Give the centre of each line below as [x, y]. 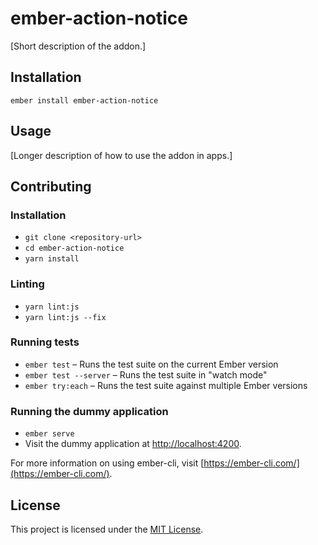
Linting [27, 284]
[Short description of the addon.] [78, 46]
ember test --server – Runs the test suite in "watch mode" [146, 374]
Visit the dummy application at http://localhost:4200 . [133, 444]
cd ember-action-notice [74, 248]
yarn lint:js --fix [65, 317]
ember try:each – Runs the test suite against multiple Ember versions [166, 385]
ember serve [49, 434]
